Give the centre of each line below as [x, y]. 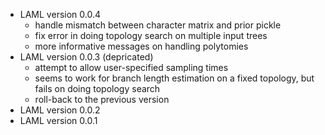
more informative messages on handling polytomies [141, 46]
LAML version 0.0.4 [60, 14]
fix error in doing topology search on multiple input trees [151, 35]
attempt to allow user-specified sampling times [131, 67]
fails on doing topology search [97, 88]
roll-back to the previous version [102, 99]
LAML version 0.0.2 [60, 110]
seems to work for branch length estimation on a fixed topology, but [174, 78]
